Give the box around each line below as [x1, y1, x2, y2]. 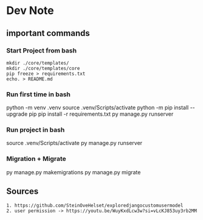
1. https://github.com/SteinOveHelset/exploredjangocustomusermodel [6, 202, 184, 208]
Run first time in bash [6, 90, 71, 98]
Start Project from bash [6, 46, 77, 55]
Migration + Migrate [6, 155, 66, 163]
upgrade [6, 110, 28, 118]
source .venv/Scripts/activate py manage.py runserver [6, 140, 143, 147]
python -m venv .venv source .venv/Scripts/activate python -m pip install [6, 104, 189, 112]
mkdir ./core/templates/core [6, 65, 80, 71]
